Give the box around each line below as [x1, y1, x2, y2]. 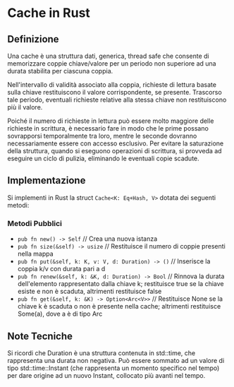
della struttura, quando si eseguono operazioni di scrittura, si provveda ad [7, 147, 222, 155]
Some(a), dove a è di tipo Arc [17, 309, 103, 318]
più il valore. [7, 103, 43, 111]
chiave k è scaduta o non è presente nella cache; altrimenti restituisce [17, 302, 221, 311]
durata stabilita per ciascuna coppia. [7, 67, 113, 75]
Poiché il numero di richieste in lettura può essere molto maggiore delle [7, 117, 214, 125]
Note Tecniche [7, 330, 73, 342]
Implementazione [7, 174, 86, 186]
